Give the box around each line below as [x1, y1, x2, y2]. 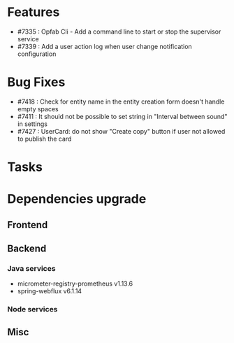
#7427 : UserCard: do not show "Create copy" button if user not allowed [17, 127, 226, 135]
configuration [17, 50, 57, 58]
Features [7, 4, 60, 20]
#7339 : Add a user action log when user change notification [17, 42, 192, 50]
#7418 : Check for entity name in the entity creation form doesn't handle [17, 97, 225, 106]
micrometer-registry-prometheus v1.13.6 [17, 279, 133, 288]
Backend [7, 243, 47, 255]
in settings [17, 120, 47, 128]
